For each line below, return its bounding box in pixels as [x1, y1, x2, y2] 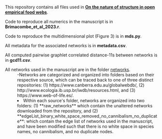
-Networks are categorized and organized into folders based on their [17, 72, 155, 77]
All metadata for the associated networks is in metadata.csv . [5, 43, 127, 48]
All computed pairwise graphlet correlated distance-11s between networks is [5, 52, 158, 58]
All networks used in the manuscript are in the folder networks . [5, 67, 131, 72]
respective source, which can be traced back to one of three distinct [17, 77, 154, 83]
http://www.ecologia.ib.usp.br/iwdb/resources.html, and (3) [17, 87, 136, 93]
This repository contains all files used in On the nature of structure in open [5, 4, 155, 10]
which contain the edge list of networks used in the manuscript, [26, 119, 153, 124]
